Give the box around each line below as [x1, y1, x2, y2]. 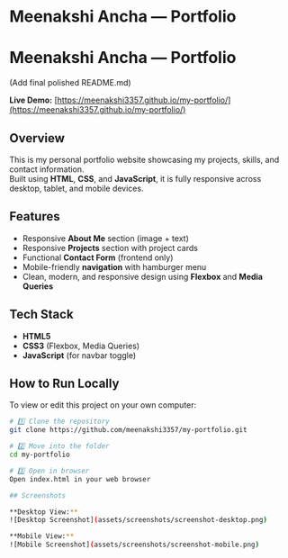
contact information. [9, 164, 85, 175]
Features [9, 209, 60, 224]
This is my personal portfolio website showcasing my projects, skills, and [9, 154, 280, 165]
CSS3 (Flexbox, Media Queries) [22, 340, 140, 351]
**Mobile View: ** [9, 532, 75, 541]
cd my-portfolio [9, 450, 70, 459]
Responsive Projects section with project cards [22, 242, 198, 253]
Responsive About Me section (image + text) [22, 232, 189, 244]
